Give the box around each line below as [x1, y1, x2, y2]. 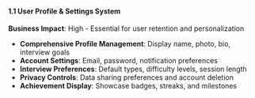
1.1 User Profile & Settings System [8, 6, 121, 16]
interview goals [19, 47, 70, 57]
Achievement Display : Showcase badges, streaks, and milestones [19, 81, 238, 91]
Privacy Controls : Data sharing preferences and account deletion [19, 73, 234, 82]
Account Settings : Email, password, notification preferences [19, 56, 218, 66]
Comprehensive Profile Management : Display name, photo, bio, [19, 40, 231, 49]
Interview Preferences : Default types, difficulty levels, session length [19, 64, 247, 74]
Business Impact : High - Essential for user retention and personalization [8, 24, 245, 33]
